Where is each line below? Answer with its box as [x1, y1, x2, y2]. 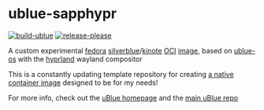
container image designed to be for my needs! [8, 78, 158, 87]
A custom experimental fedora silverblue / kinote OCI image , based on [8, 46, 232, 55]
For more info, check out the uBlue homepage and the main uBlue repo [8, 93, 239, 102]
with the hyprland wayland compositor [17, 54, 143, 64]
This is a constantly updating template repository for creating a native [8, 69, 234, 79]
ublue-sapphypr [8, 5, 117, 23]
